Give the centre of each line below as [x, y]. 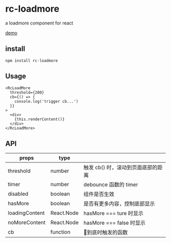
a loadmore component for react [39, 23]
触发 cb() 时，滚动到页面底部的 [121, 168]
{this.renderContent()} [40, 119]
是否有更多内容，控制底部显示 [119, 204]
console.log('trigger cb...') [47, 101]
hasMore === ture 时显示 [113, 213]
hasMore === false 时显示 [115, 223]
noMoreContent [27, 223]
